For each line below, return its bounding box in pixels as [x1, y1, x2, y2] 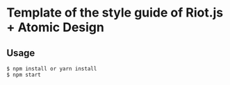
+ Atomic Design [6, 19, 105, 35]
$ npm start [6, 71, 41, 78]
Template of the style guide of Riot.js [6, 5, 224, 21]
